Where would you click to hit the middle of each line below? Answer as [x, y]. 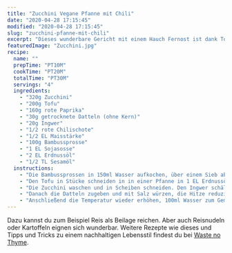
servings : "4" [33, 85]
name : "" [26, 59]
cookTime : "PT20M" [40, 71]
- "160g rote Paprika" [52, 110]
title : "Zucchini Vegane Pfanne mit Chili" [71, 14]
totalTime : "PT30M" [41, 78]
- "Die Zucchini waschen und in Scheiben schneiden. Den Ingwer [114, 188]
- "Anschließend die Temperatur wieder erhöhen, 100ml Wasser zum [117, 201]
